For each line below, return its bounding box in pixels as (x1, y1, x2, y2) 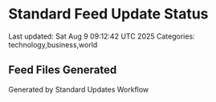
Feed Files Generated (8, 63, 117, 77)
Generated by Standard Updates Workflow (8, 84, 149, 94)
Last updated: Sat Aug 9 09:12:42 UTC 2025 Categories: (8, 31, 195, 41)
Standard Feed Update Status (8, 5, 209, 23)
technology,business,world (8, 39, 98, 49)
